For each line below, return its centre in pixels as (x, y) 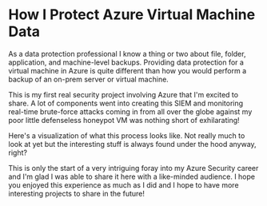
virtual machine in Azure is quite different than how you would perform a (128, 70)
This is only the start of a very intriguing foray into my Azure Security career (133, 168)
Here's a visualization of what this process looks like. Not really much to (127, 135)
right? (18, 153)
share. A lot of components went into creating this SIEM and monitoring (126, 103)
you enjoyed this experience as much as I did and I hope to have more (124, 184)
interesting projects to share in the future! (77, 193)
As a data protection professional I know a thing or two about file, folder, (127, 53)
